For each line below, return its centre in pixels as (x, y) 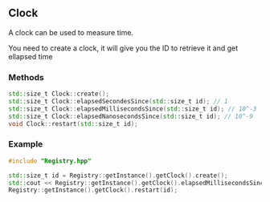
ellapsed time (31, 56)
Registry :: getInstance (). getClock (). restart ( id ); (93, 190)
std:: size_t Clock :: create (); (59, 94)
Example (26, 144)
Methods (26, 77)
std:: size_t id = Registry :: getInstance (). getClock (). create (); (118, 176)
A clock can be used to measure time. (71, 32)
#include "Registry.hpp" (50, 161)
